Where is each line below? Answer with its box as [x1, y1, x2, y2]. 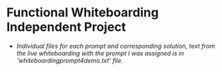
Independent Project [6, 19, 127, 35]
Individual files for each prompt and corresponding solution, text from [16, 42, 215, 50]
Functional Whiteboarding [6, 5, 159, 20]
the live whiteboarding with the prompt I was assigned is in [16, 49, 184, 57]
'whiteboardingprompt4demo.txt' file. [16, 56, 123, 64]
